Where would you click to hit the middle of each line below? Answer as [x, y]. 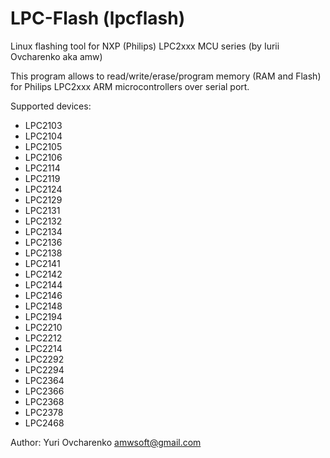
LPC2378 [44, 412]
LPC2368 [44, 401]
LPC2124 [43, 189]
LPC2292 [44, 359]
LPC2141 [42, 263]
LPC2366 [44, 391]
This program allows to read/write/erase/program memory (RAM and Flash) [166, 76]
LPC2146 [43, 295]
